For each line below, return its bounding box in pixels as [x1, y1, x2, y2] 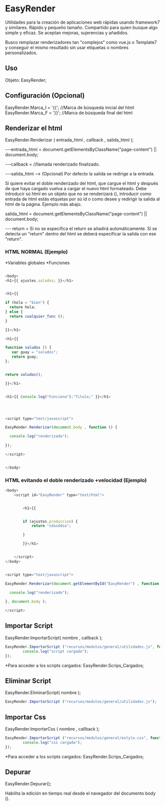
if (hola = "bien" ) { [5, 300, 50, 305]
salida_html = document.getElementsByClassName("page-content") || [5, 211, 147, 217]
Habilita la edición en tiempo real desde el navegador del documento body [5, 790, 156, 796]
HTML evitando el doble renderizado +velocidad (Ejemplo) [5, 476, 147, 483]
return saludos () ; [5, 372, 43, 377]
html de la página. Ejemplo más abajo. [5, 201, 82, 207]
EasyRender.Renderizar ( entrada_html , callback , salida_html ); [5, 137, 134, 143]
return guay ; [11, 354, 38, 360]
